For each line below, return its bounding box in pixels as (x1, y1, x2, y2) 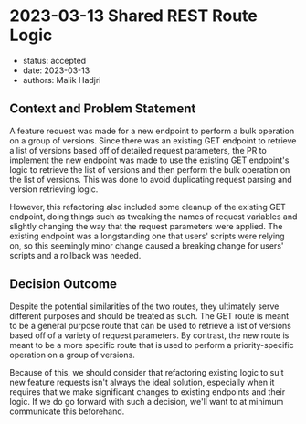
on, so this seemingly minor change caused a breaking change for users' (9, 239, 284, 251)
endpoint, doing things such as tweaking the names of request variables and (9, 211, 298, 222)
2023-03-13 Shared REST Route (9, 5, 259, 26)
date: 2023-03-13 (22, 65, 90, 76)
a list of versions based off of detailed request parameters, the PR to (9, 144, 267, 155)
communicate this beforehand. (9, 406, 125, 417)
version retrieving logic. (9, 184, 99, 195)
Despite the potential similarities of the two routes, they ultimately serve (9, 301, 280, 312)
